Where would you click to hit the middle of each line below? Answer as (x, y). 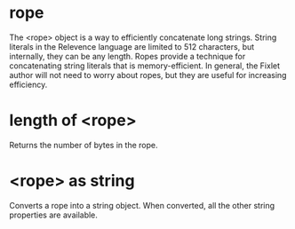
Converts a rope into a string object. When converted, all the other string (142, 205)
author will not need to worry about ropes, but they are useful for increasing (148, 75)
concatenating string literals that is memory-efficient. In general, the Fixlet (145, 66)
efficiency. (28, 84)
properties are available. (53, 215)
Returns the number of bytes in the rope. (84, 145)
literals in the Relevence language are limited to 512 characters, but (132, 46)
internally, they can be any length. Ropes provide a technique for (128, 56)
